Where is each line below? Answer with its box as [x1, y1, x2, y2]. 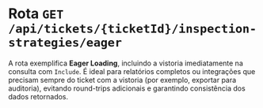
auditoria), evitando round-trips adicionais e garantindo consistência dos [8, 84, 246, 93]
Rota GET [8, 5, 64, 23]
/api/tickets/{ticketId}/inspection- [8, 21, 257, 36]
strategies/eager [8, 35, 123, 50]
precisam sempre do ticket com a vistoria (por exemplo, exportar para [8, 75, 237, 84]
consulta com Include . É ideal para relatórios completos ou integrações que [8, 66, 256, 76]
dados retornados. [8, 91, 69, 101]
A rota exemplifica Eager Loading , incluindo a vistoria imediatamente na [8, 58, 243, 68]
